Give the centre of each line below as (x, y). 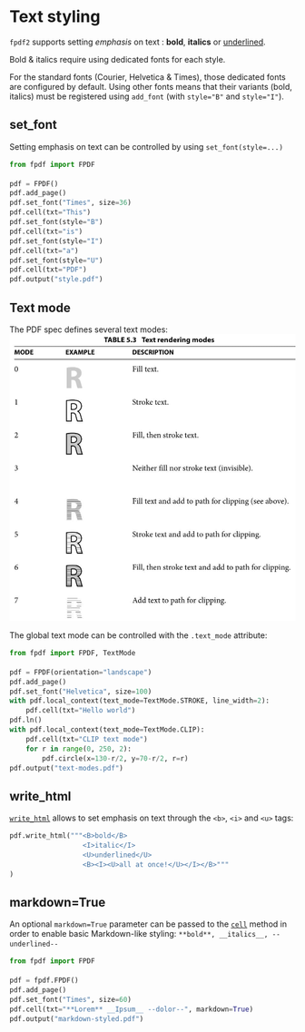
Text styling (55, 17)
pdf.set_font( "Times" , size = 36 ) (70, 203)
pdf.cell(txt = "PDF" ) (49, 270)
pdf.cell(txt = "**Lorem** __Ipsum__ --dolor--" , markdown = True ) (132, 1009)
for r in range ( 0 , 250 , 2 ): (79, 749)
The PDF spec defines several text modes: (89, 329)
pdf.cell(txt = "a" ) (44, 251)
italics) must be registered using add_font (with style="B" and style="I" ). (147, 96)
